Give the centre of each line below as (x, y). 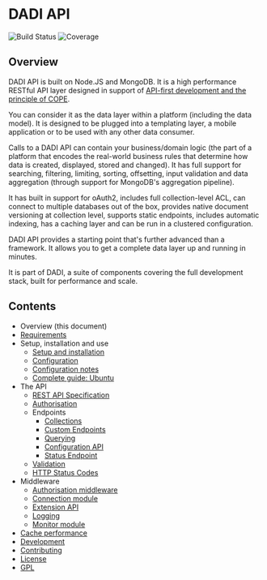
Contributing (41, 550)
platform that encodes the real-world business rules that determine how (128, 156)
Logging (46, 515)
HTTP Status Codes (65, 472)
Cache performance (53, 533)
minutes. (23, 256)
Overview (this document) (64, 326)
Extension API (55, 507)
